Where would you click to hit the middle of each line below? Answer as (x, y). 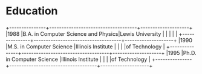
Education (32, 11)
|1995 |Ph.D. (181, 53)
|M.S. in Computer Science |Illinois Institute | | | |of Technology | (85, 47)
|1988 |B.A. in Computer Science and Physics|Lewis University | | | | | (92, 33)
